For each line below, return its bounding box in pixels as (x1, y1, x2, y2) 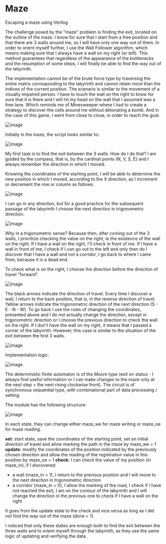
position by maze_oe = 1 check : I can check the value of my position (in (5, 457, 151, 463)
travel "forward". (5, 271, 39, 277)
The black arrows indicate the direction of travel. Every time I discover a (5, 290, 152, 296)
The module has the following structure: (5, 402, 87, 408)
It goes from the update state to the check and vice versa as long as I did (5, 507, 155, 513)
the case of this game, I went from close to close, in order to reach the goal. (5, 112, 160, 118)
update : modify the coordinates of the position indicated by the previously (5, 446, 157, 452)
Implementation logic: (5, 352, 50, 358)
